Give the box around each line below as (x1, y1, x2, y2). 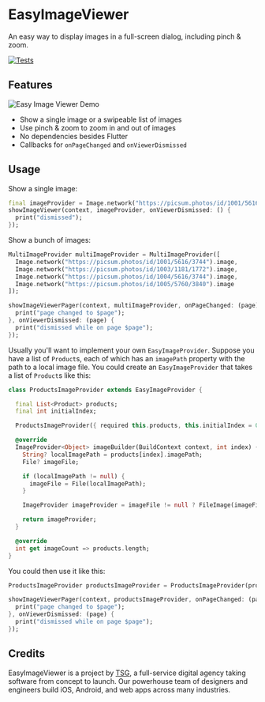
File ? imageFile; (22, 458, 80, 466)
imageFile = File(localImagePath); (28, 480, 147, 488)
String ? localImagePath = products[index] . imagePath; (22, 451, 203, 459)
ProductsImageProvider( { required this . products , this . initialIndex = (15, 421, 252, 430)
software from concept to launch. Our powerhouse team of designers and (8, 676, 248, 685)
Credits (8, 647, 46, 661)
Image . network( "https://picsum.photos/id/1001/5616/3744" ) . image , (15, 258, 238, 266)
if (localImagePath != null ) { (22, 472, 125, 480)
